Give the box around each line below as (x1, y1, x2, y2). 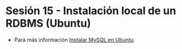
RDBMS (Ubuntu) (5, 17, 91, 30)
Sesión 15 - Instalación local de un (5, 4, 176, 18)
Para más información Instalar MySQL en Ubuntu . (14, 36, 135, 43)
